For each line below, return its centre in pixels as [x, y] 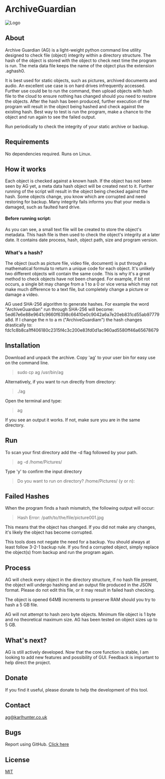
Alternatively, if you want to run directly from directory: [61, 381]
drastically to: [19, 325]
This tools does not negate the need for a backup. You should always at [78, 542]
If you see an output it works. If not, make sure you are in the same [73, 420]
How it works [26, 169]
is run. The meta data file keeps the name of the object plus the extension [80, 65]
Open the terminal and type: [33, 401]
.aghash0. [15, 71]
